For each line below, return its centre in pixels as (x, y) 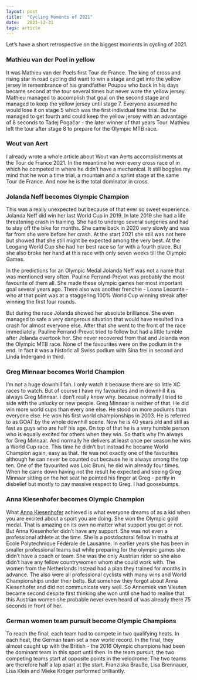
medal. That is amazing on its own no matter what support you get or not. (95, 525)
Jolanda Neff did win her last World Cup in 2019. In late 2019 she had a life (96, 216)
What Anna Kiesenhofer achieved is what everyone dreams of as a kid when (98, 512)
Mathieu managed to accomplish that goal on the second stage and (88, 97)
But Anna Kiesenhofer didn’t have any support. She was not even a (87, 531)
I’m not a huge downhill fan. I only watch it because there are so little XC (93, 385)
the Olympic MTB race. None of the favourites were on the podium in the (94, 344)
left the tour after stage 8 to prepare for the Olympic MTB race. (82, 128)
